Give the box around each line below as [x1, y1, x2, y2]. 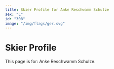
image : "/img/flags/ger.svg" [5, 21, 65, 26]
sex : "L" [5, 12, 23, 17]
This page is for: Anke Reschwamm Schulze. [5, 59, 96, 65]
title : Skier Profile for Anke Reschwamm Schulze [5, 7, 110, 12]
